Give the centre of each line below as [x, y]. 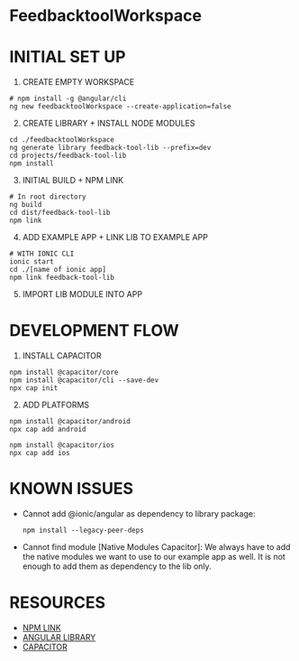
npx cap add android [48, 430]
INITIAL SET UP [68, 57]
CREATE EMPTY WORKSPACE [78, 82]
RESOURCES [58, 603]
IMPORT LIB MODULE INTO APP [82, 294]
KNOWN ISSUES [71, 489]
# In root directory [48, 197]
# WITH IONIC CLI [42, 254]
